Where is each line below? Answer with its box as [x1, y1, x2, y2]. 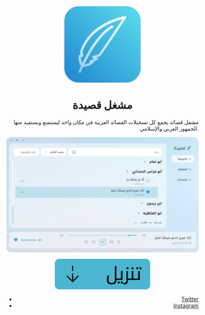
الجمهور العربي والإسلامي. [140, 125, 199, 132]
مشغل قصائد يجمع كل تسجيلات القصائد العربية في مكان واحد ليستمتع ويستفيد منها [13, 118, 199, 126]
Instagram [173, 302, 199, 309]
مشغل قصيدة [72, 98, 133, 112]
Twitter [181, 295, 199, 303]
